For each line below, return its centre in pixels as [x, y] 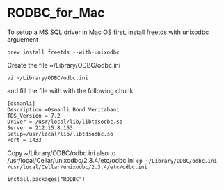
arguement [23, 39]
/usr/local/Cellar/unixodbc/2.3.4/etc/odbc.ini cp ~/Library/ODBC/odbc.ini [112, 160]
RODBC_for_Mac [56, 13]
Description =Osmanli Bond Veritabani [63, 109]
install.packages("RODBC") [46, 179]
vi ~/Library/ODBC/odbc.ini [48, 78]
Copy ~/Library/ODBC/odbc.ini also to [62, 153]
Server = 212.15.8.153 [40, 128]
